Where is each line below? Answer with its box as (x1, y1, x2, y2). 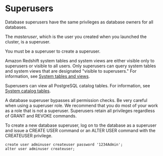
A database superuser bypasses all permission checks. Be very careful (5, 97, 147, 103)
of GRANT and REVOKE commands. (5, 113, 77, 118)
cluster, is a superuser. (5, 39, 51, 44)
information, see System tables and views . (5, 73, 90, 79)
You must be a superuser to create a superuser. (5, 48, 101, 54)
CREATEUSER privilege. (5, 133, 53, 138)
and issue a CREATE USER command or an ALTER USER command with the (5, 127, 156, 133)
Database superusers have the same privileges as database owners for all (5, 19, 153, 25)
